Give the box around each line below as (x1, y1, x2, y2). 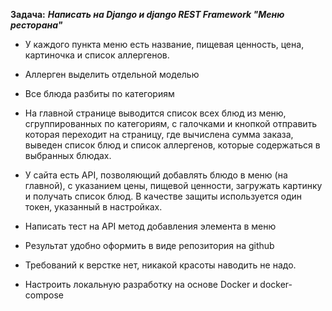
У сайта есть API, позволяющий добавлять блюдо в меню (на (24, 169, 288, 181)
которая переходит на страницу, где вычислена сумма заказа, (24, 129, 294, 140)
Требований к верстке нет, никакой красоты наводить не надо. (24, 259, 297, 271)
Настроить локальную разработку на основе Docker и (24, 279, 258, 290)
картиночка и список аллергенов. (24, 49, 170, 61)
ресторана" (10, 19, 63, 31)
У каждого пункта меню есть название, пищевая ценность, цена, (24, 39, 305, 50)
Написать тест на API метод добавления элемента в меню (24, 220, 277, 232)
